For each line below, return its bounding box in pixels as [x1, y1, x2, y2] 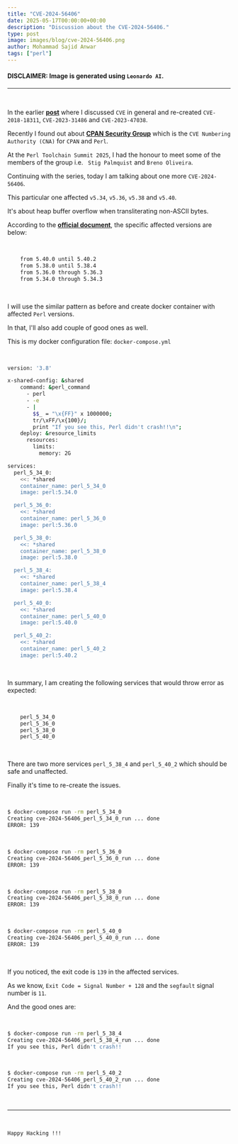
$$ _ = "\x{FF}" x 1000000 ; [33, 410, 113, 417]
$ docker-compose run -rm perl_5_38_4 [7, 1030, 122, 1037]
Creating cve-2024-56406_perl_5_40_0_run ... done [7, 934, 160, 942]
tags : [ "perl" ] [7, 50, 52, 57]
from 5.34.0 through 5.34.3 [20, 275, 103, 282]
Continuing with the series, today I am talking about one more [7, 172, 187, 181]
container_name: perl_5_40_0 [20, 613, 106, 620]
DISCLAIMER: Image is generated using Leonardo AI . [7, 72, 164, 80]
